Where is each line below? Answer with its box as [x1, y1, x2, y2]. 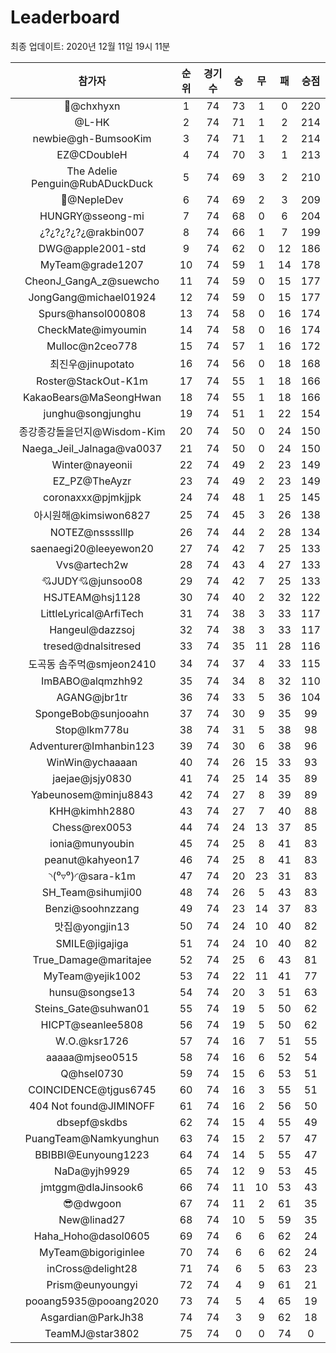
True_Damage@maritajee [32, 952, 152, 966]
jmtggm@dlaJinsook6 [40, 1180, 144, 1194]
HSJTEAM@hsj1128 [43, 590, 142, 604]
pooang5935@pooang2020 [24, 1294, 160, 1308]
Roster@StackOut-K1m [36, 374, 148, 388]
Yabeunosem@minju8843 [30, 787, 154, 801]
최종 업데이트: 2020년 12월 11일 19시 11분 [10, 40, 171, 52]
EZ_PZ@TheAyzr [52, 474, 132, 488]
